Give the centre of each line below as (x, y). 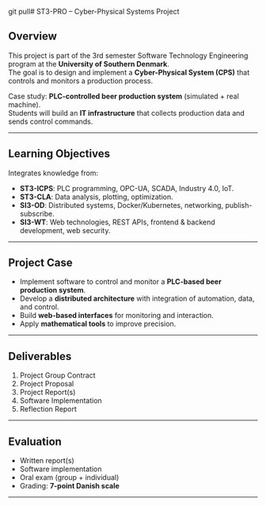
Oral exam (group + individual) (69, 477)
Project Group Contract (58, 375)
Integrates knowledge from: (53, 173)
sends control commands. (51, 121)
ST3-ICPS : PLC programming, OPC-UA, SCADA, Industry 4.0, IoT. (127, 188)
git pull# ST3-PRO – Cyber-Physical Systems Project (94, 11)
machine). (25, 104)
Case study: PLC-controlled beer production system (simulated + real (123, 96)
